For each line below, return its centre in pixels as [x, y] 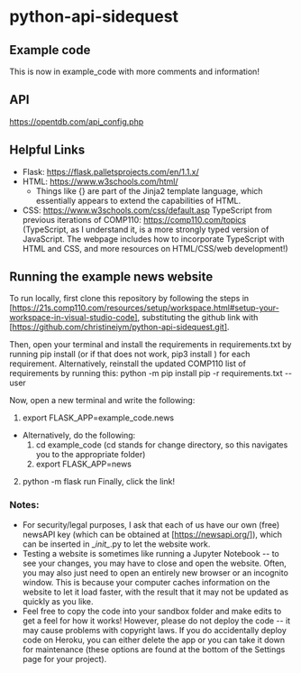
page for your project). [64, 659]
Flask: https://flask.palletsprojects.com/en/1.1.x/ [111, 171]
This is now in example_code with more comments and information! [134, 71]
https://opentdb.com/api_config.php [77, 121]
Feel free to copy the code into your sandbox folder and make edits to [152, 611]
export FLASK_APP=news [84, 464]
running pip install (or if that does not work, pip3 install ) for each [130, 355]
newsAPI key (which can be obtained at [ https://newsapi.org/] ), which [152, 534]
